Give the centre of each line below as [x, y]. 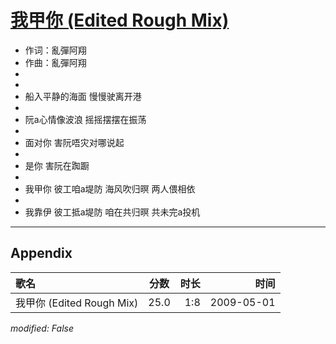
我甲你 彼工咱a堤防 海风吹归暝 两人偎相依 [110, 188]
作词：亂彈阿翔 [55, 50]
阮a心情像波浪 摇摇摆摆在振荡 [85, 119]
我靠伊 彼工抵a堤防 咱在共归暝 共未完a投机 [112, 212]
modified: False [42, 328]
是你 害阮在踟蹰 [57, 165]
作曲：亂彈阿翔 [55, 62]
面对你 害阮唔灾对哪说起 [74, 142]
